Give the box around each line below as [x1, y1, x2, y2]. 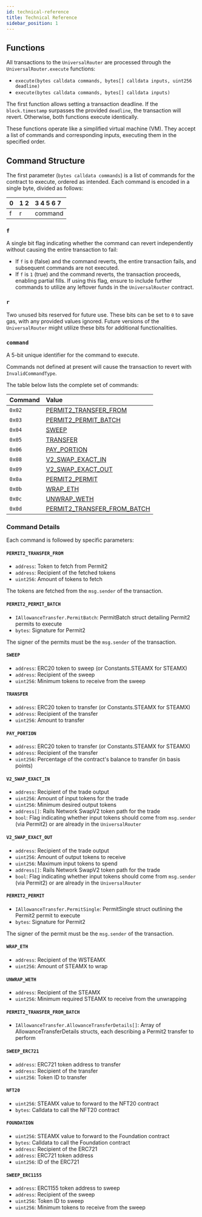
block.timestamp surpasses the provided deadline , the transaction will [6, 107, 181, 114]
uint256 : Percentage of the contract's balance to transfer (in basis [15, 756, 181, 763]
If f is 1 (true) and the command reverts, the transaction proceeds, [15, 271, 181, 278]
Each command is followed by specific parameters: [6, 536, 135, 544]
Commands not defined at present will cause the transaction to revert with [6, 363, 192, 370]
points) [15, 762, 33, 769]
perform [15, 1034, 36, 1042]
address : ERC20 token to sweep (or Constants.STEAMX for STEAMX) [15, 664, 187, 672]
